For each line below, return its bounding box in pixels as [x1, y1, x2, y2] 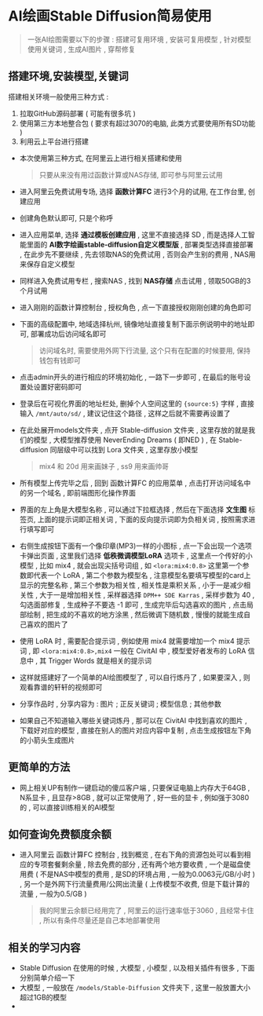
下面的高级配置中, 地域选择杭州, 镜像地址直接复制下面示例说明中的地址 [19, 319, 248, 328]
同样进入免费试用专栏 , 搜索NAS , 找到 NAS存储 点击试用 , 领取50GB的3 [19, 276, 251, 285]
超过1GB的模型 [19, 992, 68, 1002]
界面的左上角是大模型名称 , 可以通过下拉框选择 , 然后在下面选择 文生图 [19, 504, 247, 514]
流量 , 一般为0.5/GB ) [19, 889, 88, 899]
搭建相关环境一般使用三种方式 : [8, 92, 108, 101]
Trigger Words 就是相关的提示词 [48, 656, 152, 665]
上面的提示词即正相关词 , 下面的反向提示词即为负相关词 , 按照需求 [37, 514, 249, 524]
